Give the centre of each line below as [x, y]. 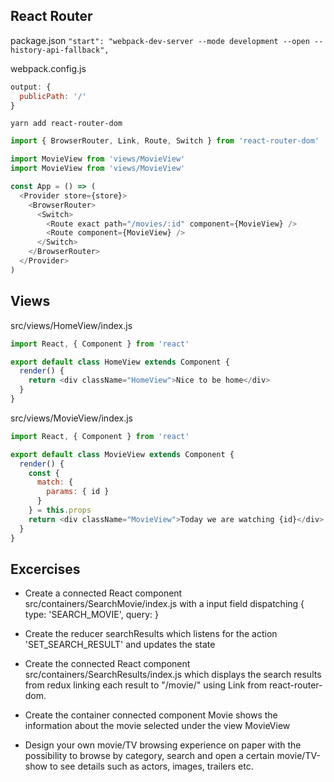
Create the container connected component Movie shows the [151, 715]
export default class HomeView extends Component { [120, 362]
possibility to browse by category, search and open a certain [149, 756]
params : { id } [78, 492]
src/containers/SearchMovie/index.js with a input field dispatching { [164, 604]
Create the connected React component [107, 664]
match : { [55, 482]
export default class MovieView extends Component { [122, 454]
